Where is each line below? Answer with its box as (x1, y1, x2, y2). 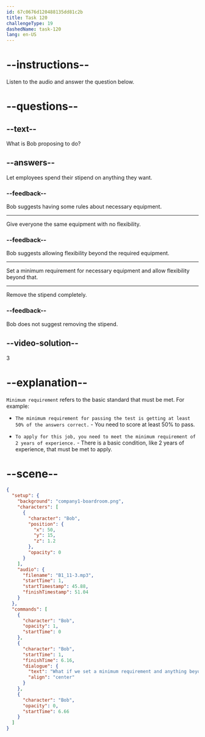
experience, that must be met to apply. (15, 445, 113, 452)
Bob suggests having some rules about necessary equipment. (6, 203, 162, 211)
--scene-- (6, 467, 59, 481)
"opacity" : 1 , (22, 623, 59, 630)
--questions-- (6, 100, 78, 114)
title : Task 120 (6, 15, 48, 21)
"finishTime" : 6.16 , (22, 657, 75, 663)
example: (6, 402, 29, 410)
